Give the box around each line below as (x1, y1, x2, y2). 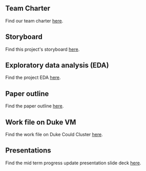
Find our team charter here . (5, 17, 64, 24)
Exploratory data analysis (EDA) (5, 61, 109, 70)
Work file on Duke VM (5, 118, 76, 126)
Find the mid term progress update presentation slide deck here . (5, 160, 141, 166)
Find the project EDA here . (5, 74, 61, 81)
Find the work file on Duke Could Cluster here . (5, 132, 103, 138)
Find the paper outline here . (5, 103, 64, 109)
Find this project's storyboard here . (5, 46, 80, 52)
